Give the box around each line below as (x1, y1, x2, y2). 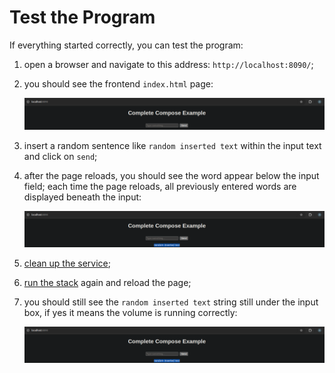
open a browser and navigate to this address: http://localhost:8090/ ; (23, 58, 314, 70)
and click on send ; (23, 150, 98, 162)
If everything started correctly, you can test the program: (9, 39, 244, 51)
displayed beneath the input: (23, 191, 142, 203)
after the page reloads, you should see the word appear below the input (23, 169, 320, 181)
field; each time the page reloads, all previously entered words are (23, 180, 297, 192)
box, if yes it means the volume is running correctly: (23, 306, 238, 318)
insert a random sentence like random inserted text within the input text (23, 139, 322, 151)
